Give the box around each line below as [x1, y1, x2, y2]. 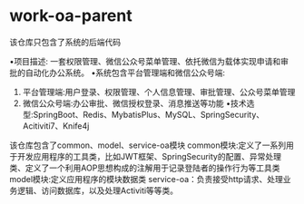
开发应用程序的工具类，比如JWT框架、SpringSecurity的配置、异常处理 [16, 151, 281, 161]
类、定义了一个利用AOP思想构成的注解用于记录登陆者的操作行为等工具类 [9, 162, 280, 173]
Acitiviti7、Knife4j [22, 120, 90, 131]
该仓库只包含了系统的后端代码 [9, 36, 121, 47]
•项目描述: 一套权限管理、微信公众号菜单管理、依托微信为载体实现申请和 [9, 55, 281, 66]
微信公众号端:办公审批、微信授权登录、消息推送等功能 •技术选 [22, 97, 255, 109]
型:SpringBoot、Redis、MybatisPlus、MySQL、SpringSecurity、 [22, 109, 265, 120]
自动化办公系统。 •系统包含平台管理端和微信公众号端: [25, 67, 225, 78]
